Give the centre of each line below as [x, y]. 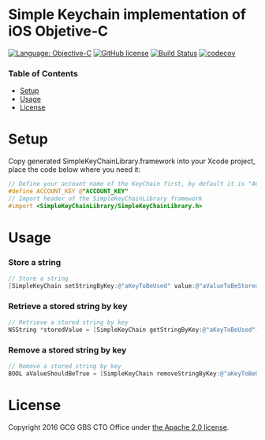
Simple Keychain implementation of [127, 15]
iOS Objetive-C [58, 31]
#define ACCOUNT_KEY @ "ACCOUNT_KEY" [68, 192]
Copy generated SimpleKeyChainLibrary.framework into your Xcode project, [132, 161]
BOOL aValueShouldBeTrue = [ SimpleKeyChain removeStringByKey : [114, 374]
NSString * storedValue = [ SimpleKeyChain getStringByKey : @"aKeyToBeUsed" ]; [135, 330]
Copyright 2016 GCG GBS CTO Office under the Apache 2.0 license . [119, 427]
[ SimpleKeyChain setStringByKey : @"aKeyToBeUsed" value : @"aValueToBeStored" [135, 286]
